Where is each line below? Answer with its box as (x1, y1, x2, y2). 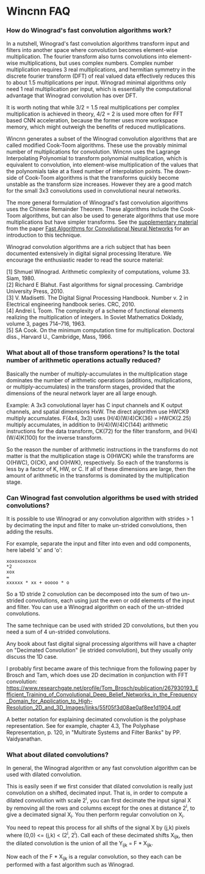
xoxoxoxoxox (6, 558, 37, 565)
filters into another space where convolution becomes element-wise (6, 46, 178, 54)
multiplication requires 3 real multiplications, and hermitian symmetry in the (6, 66, 196, 73)
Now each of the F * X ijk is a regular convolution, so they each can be (6, 853, 182, 862)
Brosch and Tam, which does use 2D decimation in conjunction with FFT (6, 672, 188, 679)
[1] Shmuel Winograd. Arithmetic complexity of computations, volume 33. (6, 268, 190, 276)
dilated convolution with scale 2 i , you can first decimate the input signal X (6, 796, 192, 804)
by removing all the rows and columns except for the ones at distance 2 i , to (6, 803, 195, 812)
